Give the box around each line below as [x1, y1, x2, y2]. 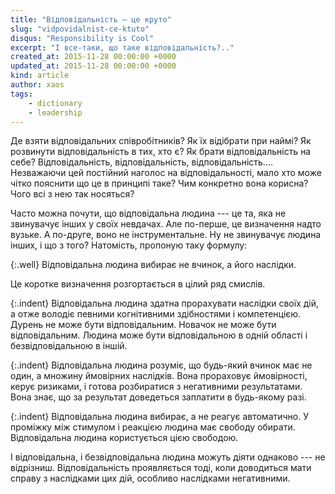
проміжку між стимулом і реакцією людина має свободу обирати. [10, 421, 296, 433]
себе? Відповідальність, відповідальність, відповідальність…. [10, 156, 274, 168]
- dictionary [28, 98, 83, 108]
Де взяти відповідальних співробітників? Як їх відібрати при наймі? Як [10, 135, 312, 147]
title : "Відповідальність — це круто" [10, 14, 172, 25]
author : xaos [10, 80, 65, 90]
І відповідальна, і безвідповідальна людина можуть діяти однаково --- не [10, 451, 326, 463]
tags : [10, 89, 33, 99]
